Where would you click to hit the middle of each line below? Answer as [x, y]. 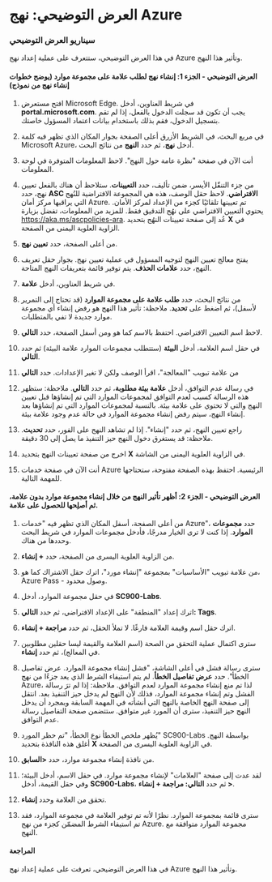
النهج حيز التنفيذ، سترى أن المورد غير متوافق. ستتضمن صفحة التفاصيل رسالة [136, 710]
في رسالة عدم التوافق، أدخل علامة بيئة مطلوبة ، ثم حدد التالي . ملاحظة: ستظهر [137, 387]
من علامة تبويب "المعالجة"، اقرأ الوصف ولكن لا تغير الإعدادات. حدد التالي [130, 372]
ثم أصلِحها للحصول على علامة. [54, 505]
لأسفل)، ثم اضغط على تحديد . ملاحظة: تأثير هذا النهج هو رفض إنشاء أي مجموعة [139, 308]
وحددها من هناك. [46, 540]
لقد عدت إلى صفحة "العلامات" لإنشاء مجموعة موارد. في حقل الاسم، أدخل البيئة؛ [141, 775]
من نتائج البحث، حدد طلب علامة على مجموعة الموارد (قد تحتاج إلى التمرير [131, 299]
